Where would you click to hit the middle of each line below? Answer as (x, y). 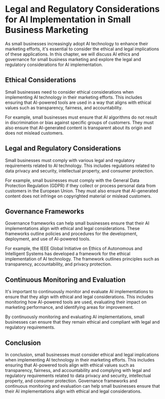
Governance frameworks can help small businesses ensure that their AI (77, 223)
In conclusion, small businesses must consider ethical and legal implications (82, 355)
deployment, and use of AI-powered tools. (48, 239)
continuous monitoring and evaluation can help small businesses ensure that (82, 386)
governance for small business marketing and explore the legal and (73, 59)
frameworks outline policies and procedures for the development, (71, 234)
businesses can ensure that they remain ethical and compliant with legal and (82, 322)
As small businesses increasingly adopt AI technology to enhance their (77, 43)
